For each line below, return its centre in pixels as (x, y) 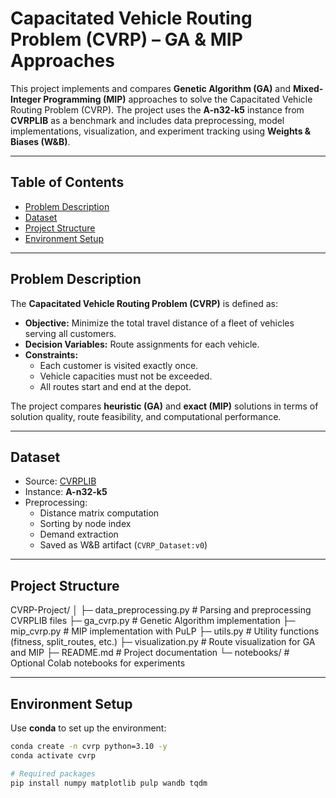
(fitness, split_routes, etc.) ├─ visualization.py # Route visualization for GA (163, 642)
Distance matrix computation (99, 513)
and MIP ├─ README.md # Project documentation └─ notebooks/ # (150, 653)
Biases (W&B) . (40, 141)
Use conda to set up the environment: (88, 728)
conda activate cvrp (53, 755)
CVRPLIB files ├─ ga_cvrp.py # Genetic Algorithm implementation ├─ (153, 621)
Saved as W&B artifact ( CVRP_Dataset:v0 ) (123, 545)
